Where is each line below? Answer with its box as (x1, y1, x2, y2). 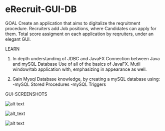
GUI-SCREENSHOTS (5, 91, 47, 97)
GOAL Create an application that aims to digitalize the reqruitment (5, 20, 140, 26)
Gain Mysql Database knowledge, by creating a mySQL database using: (12, 76, 160, 82)
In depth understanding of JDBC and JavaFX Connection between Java (12, 55, 160, 61)
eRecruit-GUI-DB (5, 4, 77, 15)
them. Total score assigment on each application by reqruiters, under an (5, 31, 154, 37)
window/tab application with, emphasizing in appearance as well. (12, 66, 147, 72)
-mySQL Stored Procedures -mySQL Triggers (12, 81, 106, 87)
